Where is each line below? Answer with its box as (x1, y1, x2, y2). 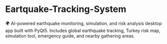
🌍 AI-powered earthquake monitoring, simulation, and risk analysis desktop (5, 20, 162, 26)
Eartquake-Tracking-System (5, 3, 126, 15)
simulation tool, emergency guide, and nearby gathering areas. (5, 32, 135, 38)
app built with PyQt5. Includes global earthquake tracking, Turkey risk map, (5, 27, 160, 33)
